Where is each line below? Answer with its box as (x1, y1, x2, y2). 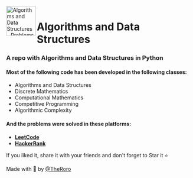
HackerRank (14, 140, 46, 147)
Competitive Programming (14, 101, 78, 108)
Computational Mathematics (14, 94, 84, 101)
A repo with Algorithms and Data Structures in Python (6, 54, 163, 62)
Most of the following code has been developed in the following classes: (6, 68, 187, 76)
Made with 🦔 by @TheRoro (6, 165, 71, 172)
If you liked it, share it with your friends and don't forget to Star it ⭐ (6, 151, 169, 158)
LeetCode (14, 133, 40, 141)
